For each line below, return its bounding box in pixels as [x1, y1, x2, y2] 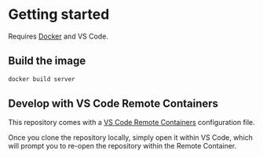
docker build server [8, 75, 76, 83]
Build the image [8, 54, 86, 68]
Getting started [8, 6, 110, 24]
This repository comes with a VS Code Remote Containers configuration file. [8, 118, 255, 127]
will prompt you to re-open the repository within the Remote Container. [8, 141, 237, 151]
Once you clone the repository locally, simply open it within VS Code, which [8, 133, 254, 142]
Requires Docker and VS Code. [8, 31, 108, 41]
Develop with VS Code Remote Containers [8, 97, 218, 111]
